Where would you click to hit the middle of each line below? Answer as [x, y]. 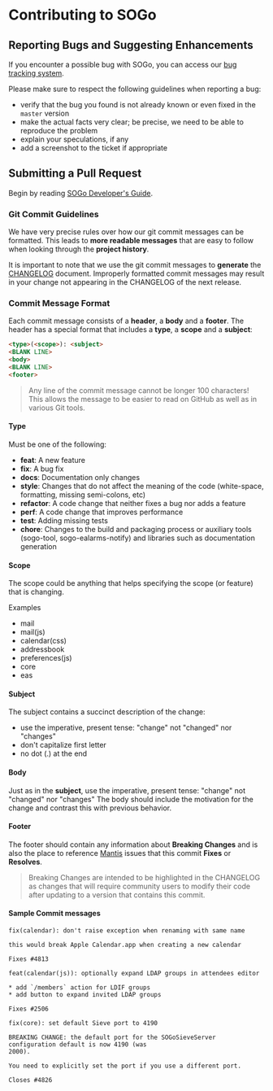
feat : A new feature [52, 460]
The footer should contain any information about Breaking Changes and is [133, 844]
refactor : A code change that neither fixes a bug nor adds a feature [133, 503]
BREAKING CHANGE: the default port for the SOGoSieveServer [113, 1037]
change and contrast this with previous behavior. [90, 808]
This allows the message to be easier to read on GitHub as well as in [143, 399]
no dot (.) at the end [54, 753]
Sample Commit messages [55, 914]
